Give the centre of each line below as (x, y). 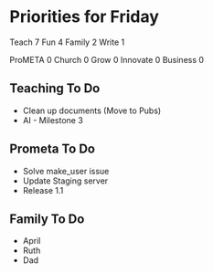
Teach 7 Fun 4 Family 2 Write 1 (67, 42)
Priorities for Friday (85, 17)
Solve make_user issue (66, 171)
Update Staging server (65, 181)
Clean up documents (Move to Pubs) (92, 110)
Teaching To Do (55, 89)
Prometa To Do (53, 149)
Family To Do (47, 219)
